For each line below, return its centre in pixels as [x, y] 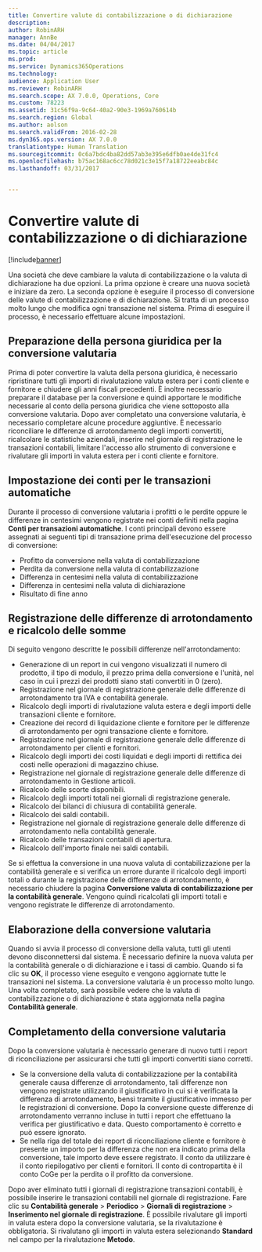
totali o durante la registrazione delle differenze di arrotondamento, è [119, 880]
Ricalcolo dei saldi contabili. [64, 815]
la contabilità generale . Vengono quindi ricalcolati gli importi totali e [118, 896]
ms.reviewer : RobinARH [45, 88]
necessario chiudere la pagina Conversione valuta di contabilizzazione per [131, 889]
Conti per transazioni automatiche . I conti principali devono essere [117, 528]
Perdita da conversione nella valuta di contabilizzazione [109, 568]
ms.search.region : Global [50, 118]
